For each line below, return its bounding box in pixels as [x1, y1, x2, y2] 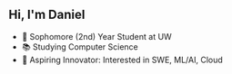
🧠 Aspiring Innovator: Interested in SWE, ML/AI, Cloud [21, 54, 224, 65]
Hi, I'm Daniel [8, 7, 86, 23]
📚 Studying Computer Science [21, 41, 138, 52]
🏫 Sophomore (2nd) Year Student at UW [21, 31, 172, 42]
